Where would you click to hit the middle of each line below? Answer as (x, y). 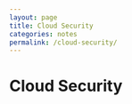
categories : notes (43, 34)
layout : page (33, 17)
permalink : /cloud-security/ (63, 42)
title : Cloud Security (51, 26)
